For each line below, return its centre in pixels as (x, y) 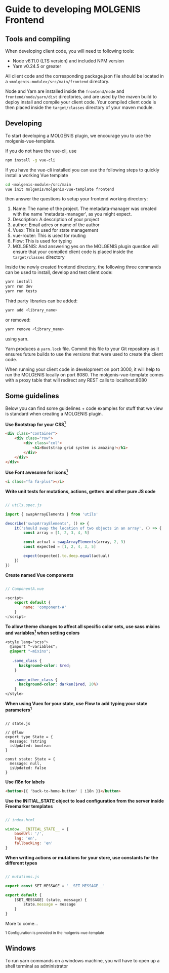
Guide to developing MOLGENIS (73, 9)
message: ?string (28, 741)
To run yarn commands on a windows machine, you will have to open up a (82, 960)
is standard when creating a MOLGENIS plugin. (54, 413)
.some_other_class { (36, 680)
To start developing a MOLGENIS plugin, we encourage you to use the (78, 135)
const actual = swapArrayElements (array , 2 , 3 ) (74, 542)
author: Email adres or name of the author (56, 225)
